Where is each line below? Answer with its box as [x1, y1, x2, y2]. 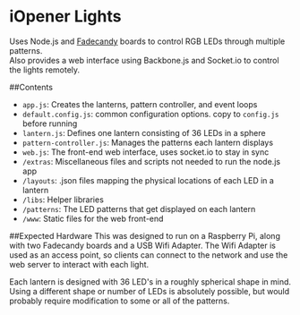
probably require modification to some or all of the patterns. [9, 295, 230, 306]
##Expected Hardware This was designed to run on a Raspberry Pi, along [9, 230, 280, 241]
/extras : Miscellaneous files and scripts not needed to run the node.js [21, 156, 280, 166]
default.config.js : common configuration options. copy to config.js [21, 108, 279, 119]
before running [21, 118, 78, 129]
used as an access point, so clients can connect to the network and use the [9, 249, 288, 260]
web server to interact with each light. [9, 259, 150, 269]
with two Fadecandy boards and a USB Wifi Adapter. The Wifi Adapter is [9, 240, 276, 251]
